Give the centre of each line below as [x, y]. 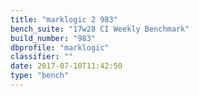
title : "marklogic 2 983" [64, 19]
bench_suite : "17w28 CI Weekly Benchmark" [100, 29]
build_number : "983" [53, 38]
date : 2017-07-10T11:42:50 [66, 66]
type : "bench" [40, 76]
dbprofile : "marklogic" [60, 47]
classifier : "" [42, 57]
